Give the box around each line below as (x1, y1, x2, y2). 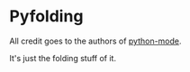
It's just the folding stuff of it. (9, 52, 117, 63)
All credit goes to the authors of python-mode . (9, 36, 182, 46)
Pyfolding (9, 6, 84, 27)
